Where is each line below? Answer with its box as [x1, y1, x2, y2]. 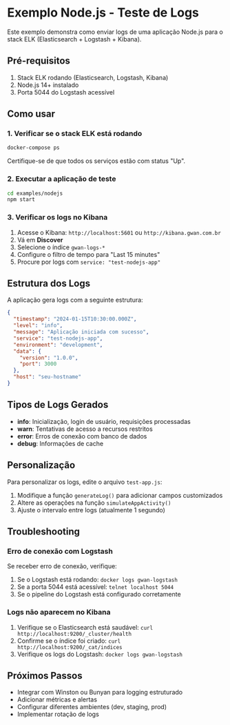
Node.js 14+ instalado [17, 81, 79, 89]
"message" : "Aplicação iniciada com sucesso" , [13, 329, 149, 336]
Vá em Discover [17, 235, 63, 244]
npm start [7, 196, 36, 203]
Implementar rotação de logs [17, 710, 100, 719]
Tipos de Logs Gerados [7, 399, 109, 411]
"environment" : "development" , [13, 341, 103, 348]
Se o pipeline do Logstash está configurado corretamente [17, 590, 181, 599]
